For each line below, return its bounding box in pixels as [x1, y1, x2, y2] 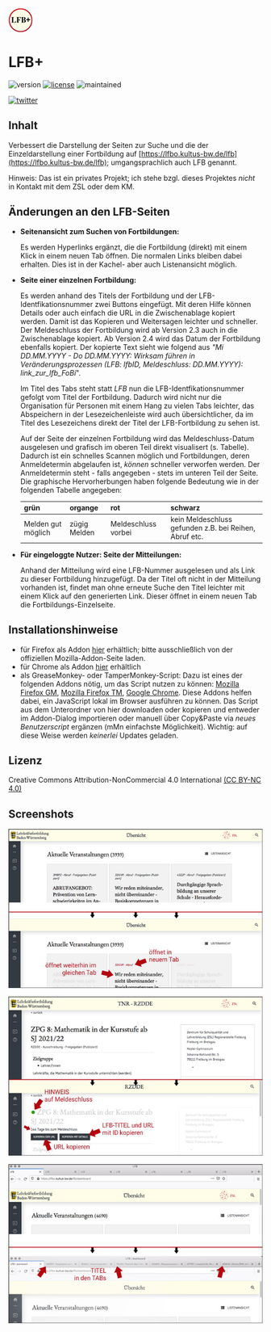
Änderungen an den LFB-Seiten [8, 205, 170, 219]
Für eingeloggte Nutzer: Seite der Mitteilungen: [19, 549, 182, 559]
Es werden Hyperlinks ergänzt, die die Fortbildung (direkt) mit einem [19, 242, 248, 252]
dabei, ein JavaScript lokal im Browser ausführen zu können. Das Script [19, 695, 258, 706]
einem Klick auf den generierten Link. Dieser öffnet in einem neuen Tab [19, 590, 257, 601]
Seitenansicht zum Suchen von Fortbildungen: [19, 226, 180, 236]
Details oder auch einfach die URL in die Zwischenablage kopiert [19, 308, 236, 317]
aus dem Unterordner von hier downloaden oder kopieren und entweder [19, 704, 260, 714]
